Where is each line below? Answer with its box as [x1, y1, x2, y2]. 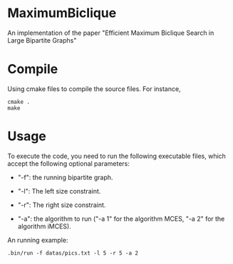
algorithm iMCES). [17, 222, 71, 231]
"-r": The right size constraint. [17, 201, 106, 209]
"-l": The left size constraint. [17, 186, 101, 195]
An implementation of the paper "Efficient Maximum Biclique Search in [7, 28, 214, 37]
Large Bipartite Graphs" [7, 36, 77, 44]
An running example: [7, 236, 68, 244]
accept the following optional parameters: [7, 159, 130, 168]
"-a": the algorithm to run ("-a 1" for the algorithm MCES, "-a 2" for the [17, 214, 225, 223]
